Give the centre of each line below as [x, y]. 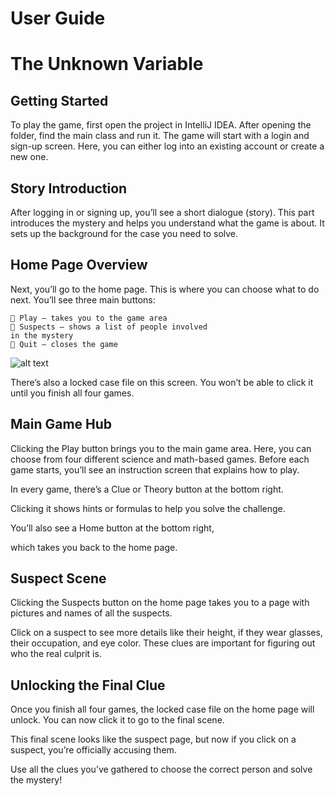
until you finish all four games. [72, 393]
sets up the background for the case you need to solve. [124, 233]
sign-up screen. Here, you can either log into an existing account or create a [167, 146]
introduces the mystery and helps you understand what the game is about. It [167, 223]
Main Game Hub [61, 424]
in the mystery [42, 335]
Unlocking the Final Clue [88, 685]
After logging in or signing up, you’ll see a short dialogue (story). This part [162, 212]
